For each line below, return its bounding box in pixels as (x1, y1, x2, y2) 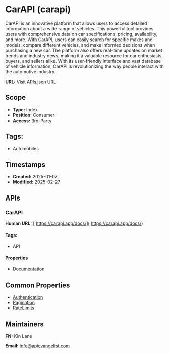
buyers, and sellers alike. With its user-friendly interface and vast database (5, 58, 161, 64)
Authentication (12, 294, 43, 300)
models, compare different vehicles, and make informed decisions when (5, 42, 155, 48)
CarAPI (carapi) (5, 4, 71, 15)
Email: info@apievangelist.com (5, 343, 70, 349)
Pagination (12, 300, 35, 306)
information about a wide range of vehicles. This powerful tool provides (5, 25, 154, 31)
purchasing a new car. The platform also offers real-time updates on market (5, 47, 163, 53)
